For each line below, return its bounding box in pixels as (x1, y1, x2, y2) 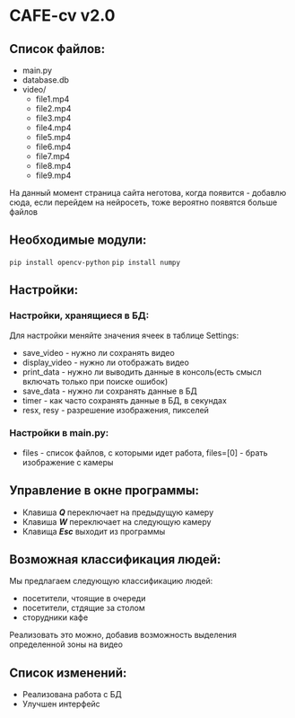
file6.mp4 (35, 141, 72, 152)
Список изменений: (9, 665, 127, 680)
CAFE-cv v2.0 (9, 5, 116, 26)
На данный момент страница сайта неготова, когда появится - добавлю (9, 188, 287, 198)
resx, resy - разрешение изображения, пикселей (22, 404, 209, 415)
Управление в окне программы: (9, 483, 200, 499)
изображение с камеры (22, 457, 114, 467)
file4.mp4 (35, 122, 72, 133)
